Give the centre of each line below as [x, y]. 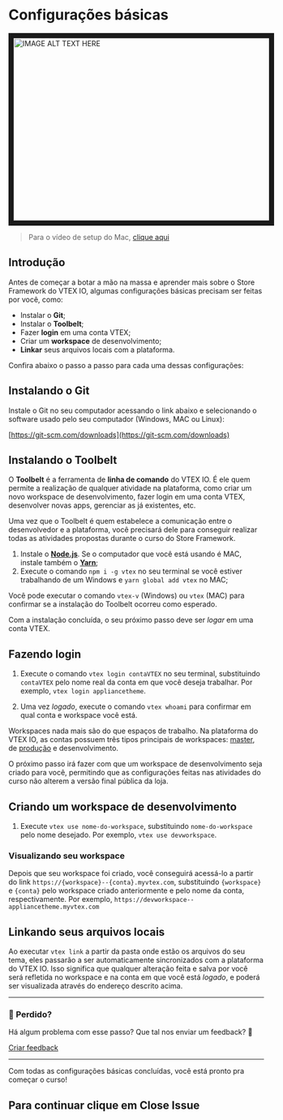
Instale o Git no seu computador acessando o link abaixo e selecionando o [133, 410]
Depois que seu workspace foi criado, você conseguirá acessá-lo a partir [131, 873]
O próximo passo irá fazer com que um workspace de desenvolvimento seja [135, 764]
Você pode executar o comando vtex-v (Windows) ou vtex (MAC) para [126, 596]
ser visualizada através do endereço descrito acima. [96, 986]
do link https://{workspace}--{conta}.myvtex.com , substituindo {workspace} [135, 882]
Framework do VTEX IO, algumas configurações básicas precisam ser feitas [135, 290]
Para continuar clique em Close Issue [104, 1105]
